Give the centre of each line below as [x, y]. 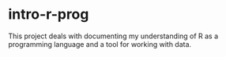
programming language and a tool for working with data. [100, 44]
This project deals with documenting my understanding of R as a [113, 36]
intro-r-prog [49, 14]
